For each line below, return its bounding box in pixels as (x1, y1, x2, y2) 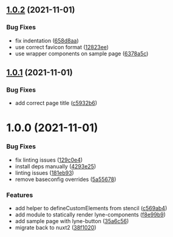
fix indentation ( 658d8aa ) (15, 36, 79, 44)
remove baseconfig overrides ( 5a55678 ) (15, 176, 117, 183)
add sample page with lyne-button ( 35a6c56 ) (15, 218, 129, 225)
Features (6, 191, 33, 199)
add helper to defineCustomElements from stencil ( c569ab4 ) (15, 205, 168, 212)
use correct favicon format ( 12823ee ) (15, 43, 109, 50)
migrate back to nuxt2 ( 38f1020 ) (15, 224, 97, 232)
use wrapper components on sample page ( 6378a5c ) (15, 50, 149, 57)
